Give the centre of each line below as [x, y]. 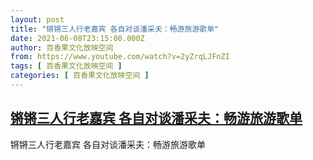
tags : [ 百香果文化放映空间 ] [66, 66]
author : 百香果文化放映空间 [62, 47]
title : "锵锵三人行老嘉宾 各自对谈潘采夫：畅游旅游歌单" [115, 29]
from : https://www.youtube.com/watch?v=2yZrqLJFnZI [120, 57]
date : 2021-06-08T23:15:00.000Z [77, 38]
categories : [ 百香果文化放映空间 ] [80, 76]
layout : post [37, 19]
